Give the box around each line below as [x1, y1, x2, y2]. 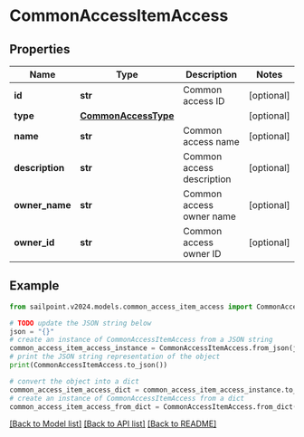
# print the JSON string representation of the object [9, 352, 221, 362]
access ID [182, 95, 225, 107]
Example [9, 278, 60, 294]
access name [182, 136, 240, 147]
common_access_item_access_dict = [9, 385, 140, 394]
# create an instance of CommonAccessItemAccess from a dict [9, 394, 245, 403]
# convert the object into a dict [9, 376, 140, 385]
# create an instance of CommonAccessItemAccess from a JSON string [9, 336, 273, 345]
